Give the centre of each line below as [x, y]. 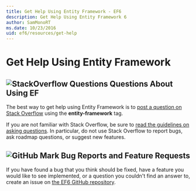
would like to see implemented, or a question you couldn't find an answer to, [98, 176]
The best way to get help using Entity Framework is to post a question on [94, 107]
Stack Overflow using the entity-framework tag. [65, 113]
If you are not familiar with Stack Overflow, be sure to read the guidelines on [98, 125]
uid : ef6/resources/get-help [42, 33]
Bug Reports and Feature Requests [125, 156]
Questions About [141, 83]
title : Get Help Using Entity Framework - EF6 [64, 11]
